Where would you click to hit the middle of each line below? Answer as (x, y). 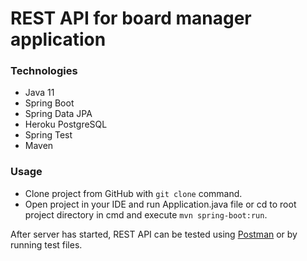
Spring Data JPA (58, 114)
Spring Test (48, 135)
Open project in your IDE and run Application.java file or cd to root (160, 204)
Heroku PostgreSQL (66, 124)
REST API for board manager (131, 18)
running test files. (46, 244)
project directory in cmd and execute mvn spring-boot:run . (146, 214)
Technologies (44, 71)
